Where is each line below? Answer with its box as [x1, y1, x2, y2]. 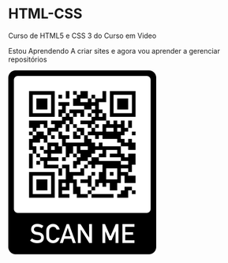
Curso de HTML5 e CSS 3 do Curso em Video [8, 31, 157, 40]
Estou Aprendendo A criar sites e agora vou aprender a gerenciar [8, 46, 221, 55]
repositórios [8, 54, 47, 64]
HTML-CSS [8, 5, 83, 23]
